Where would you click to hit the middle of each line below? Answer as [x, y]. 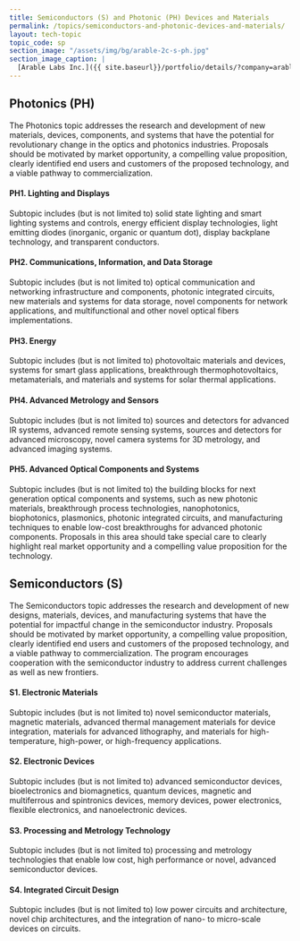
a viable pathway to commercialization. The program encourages [129, 653]
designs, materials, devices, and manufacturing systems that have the [138, 615]
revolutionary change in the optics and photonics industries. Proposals [139, 144]
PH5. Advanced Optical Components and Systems [104, 469]
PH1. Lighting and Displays [59, 193]
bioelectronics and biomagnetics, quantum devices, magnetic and [130, 791]
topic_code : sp [37, 43]
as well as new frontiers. [54, 672]
